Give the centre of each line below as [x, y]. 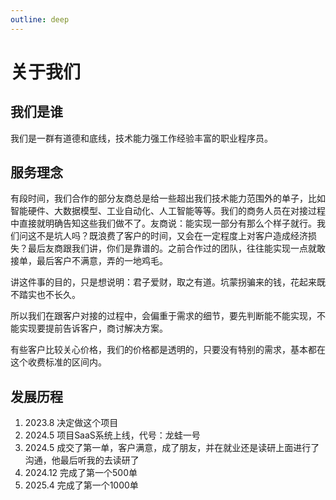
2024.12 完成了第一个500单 [81, 473]
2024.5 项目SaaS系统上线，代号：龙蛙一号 [112, 435]
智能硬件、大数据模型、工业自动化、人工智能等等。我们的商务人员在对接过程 [168, 211]
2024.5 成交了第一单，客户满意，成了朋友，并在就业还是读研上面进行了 [172, 448]
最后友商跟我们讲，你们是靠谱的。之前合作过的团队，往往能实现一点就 [172, 248]
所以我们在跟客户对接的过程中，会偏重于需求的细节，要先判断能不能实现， [163, 316]
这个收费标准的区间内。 [58, 362]
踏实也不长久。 [49, 295]
